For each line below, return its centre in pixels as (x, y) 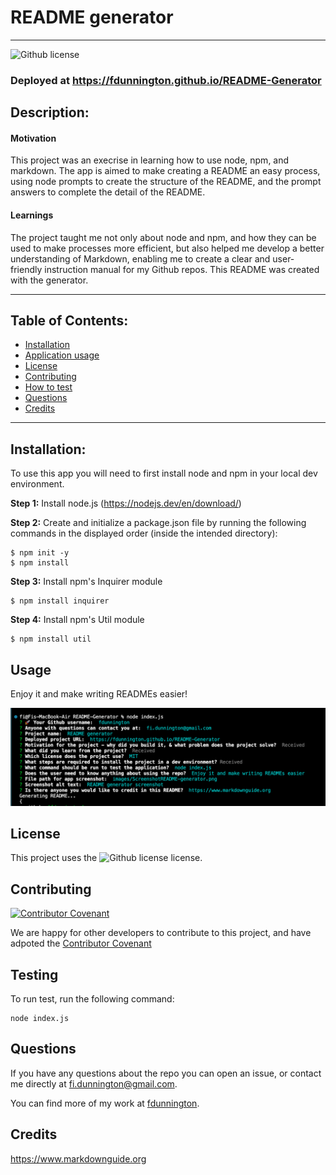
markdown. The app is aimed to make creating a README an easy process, (165, 171)
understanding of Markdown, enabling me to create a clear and (140, 258)
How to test (48, 387)
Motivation (33, 138)
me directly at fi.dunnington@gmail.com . (94, 1083)
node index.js (40, 1019)
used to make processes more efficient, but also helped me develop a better (167, 248)
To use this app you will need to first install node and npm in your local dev (164, 473)
